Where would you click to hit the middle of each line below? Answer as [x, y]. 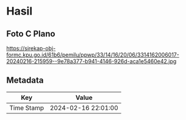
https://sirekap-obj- [31, 48]
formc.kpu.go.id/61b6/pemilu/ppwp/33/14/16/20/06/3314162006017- [93, 55]
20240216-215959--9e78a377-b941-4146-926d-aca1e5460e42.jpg [91, 61]
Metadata [25, 80]
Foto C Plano [31, 34]
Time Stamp [27, 108]
